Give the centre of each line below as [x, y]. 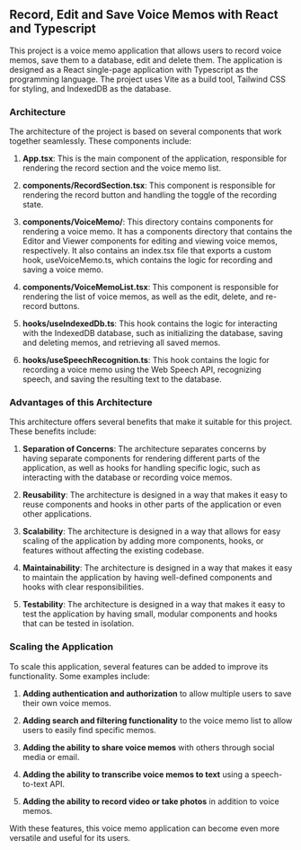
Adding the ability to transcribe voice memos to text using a [136, 774]
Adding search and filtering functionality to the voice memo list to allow [157, 720]
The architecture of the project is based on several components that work [146, 132]
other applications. [57, 514]
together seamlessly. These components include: [100, 141]
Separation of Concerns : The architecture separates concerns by [144, 449]
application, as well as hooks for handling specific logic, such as [141, 468]
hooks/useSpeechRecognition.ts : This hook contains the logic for [146, 360]
